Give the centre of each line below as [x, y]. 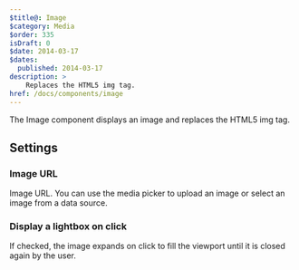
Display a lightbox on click [68, 227]
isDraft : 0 [30, 43]
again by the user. [43, 256]
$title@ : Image [38, 18]
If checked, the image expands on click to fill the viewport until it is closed [147, 246]
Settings [34, 147]
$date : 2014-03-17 [44, 52]
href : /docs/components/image [67, 93]
